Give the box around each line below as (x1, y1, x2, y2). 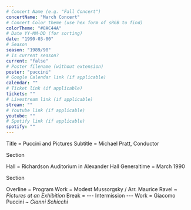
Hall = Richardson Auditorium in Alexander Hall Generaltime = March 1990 (6, 163, 185, 170)
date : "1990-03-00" (6, 36, 54, 42)
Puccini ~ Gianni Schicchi (6, 198, 69, 205)
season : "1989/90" (6, 47, 51, 53)
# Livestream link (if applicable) (6, 96, 93, 102)
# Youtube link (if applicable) (6, 107, 85, 113)
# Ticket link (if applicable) (6, 86, 83, 91)
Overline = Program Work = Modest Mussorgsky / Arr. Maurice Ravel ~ (6, 186, 177, 192)
